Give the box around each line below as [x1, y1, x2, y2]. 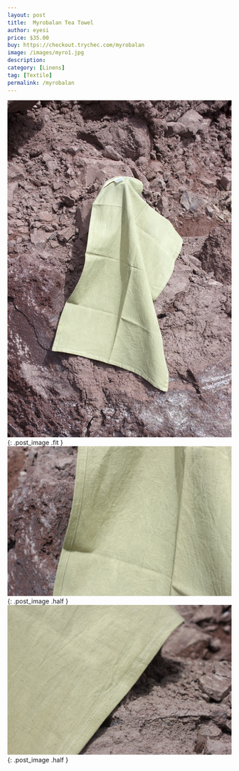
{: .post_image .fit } [7, 439, 64, 447]
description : [7, 57, 46, 64]
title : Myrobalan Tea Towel [7, 19, 94, 26]
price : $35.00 [7, 34, 50, 41]
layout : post [7, 11, 46, 19]
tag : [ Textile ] [7, 71, 53, 78]
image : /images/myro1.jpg [7, 49, 84, 56]
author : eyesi [7, 26, 50, 34]
